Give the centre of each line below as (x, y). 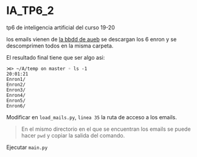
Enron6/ (16, 106)
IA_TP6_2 (30, 11)
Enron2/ (16, 85)
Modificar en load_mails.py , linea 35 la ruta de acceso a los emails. (92, 117)
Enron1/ (16, 79)
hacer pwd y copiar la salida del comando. (73, 135)
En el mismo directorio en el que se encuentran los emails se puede (106, 129)
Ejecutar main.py (27, 147)
